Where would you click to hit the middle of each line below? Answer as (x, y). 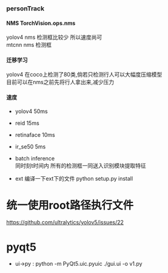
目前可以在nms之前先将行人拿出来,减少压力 (60, 82)
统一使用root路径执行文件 (70, 205)
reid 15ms (27, 123)
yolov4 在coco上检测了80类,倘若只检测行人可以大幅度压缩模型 (84, 75)
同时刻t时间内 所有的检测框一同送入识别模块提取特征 (81, 165)
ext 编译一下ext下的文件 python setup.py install (74, 178)
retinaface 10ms (35, 134)
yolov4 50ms (31, 111)
